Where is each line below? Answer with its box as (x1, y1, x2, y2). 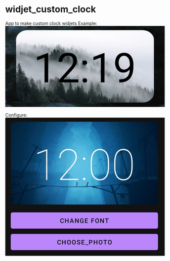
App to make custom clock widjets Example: (5, 20, 98, 26)
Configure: (5, 112, 28, 118)
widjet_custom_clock (5, 4, 96, 15)
